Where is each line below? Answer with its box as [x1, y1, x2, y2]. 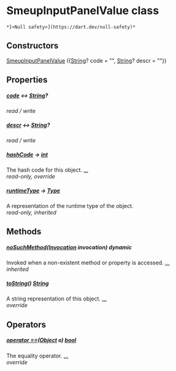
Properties [6, 75, 48, 85]
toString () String [6, 280, 49, 287]
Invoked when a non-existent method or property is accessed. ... [6, 259, 170, 267]
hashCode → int [6, 151, 48, 158]
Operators [6, 319, 47, 330]
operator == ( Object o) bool [6, 337, 77, 344]
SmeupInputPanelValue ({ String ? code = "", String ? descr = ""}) [6, 56, 167, 64]
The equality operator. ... [6, 352, 69, 359]
